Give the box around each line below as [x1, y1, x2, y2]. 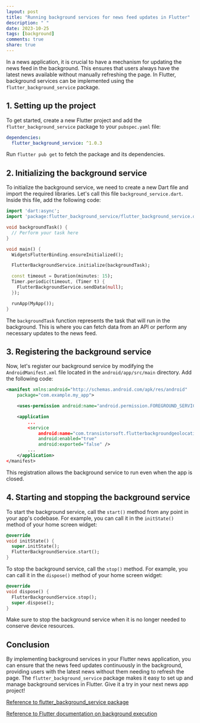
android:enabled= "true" [37, 436, 97, 442]
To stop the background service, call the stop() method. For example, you [6, 565, 188, 572]
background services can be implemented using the [6, 77, 134, 84]
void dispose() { [6, 588, 49, 594]
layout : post [6, 8, 39, 15]
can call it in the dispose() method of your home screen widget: [6, 572, 162, 578]
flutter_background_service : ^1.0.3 [11, 140, 102, 146]
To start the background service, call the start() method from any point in [6, 508, 189, 515]
